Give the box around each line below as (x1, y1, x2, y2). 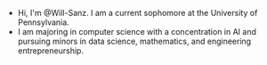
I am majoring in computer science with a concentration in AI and (17, 27, 256, 37)
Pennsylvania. (17, 17, 69, 28)
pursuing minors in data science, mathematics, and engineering (17, 36, 252, 46)
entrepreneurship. (17, 45, 85, 56)
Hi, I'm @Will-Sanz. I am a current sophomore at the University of (17, 8, 258, 18)
